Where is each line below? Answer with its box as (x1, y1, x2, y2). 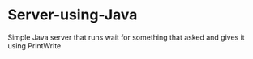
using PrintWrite (7, 40, 62, 50)
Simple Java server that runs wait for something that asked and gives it (7, 32, 245, 42)
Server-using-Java (7, 6, 138, 24)
